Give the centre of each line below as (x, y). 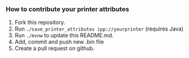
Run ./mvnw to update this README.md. (64, 35)
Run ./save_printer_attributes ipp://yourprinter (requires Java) (99, 29)
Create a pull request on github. (54, 48)
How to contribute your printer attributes (68, 9)
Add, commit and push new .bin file (59, 42)
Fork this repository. (40, 23)
